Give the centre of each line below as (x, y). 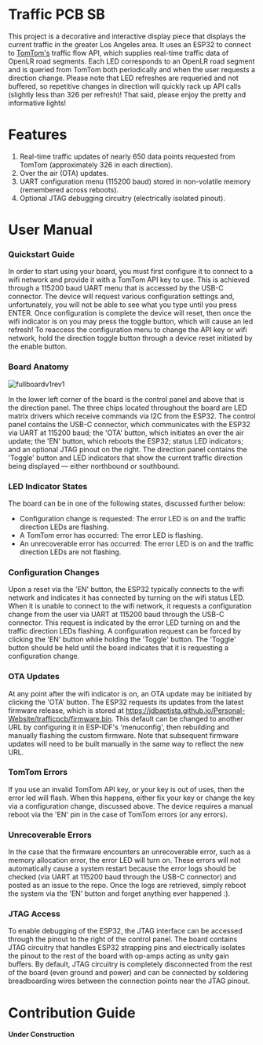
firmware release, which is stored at (66, 710)
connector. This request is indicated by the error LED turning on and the (124, 623)
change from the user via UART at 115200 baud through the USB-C (116, 615)
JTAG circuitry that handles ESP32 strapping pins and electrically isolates (127, 948)
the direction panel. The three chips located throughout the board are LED (128, 407)
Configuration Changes (54, 572)
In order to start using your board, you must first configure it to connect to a (131, 272)
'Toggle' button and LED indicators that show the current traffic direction (126, 458)
